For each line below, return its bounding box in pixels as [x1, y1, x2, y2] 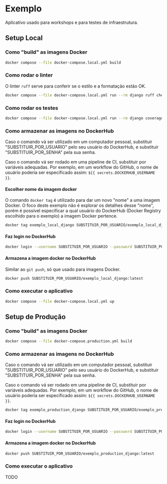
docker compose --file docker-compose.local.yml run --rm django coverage [5, 115, 164, 121]
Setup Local [5, 34, 43, 42]
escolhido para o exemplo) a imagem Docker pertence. [5, 213, 118, 219]
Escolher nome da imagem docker [5, 186, 77, 192]
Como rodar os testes [5, 104, 59, 111]
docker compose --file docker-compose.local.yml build [5, 60, 121, 65]
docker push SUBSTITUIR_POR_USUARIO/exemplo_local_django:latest [5, 276, 143, 281]
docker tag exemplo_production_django [5, 407, 85, 412]
